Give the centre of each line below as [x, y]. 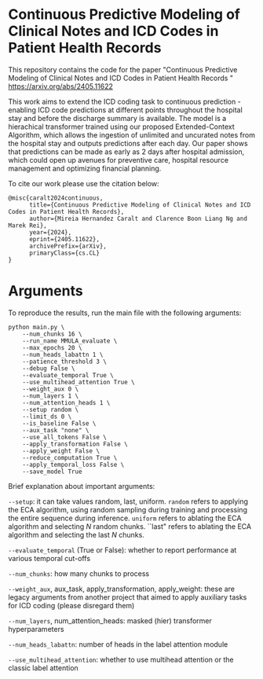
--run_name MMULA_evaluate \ [70, 341]
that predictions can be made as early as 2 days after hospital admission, [126, 152]
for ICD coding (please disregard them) [71, 605]
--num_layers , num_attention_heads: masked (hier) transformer [110, 620]
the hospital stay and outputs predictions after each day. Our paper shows [128, 143]
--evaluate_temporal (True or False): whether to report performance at [122, 550]
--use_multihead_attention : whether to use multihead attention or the [121, 659]
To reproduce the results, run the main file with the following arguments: [125, 313]
